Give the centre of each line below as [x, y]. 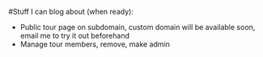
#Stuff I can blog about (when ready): [71, 12]
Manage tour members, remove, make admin [95, 44]
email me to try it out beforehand [74, 36]
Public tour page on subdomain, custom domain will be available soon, [138, 27]
